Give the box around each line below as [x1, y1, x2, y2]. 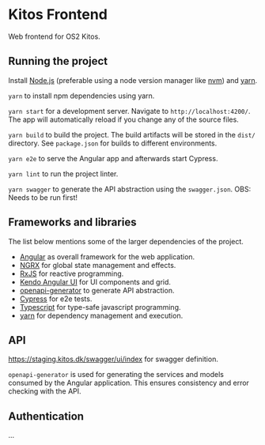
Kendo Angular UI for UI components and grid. [19, 277, 172, 286]
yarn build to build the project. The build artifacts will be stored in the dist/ [8, 130, 256, 139]
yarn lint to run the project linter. [8, 168, 119, 179]
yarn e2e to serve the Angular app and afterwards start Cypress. [8, 153, 218, 163]
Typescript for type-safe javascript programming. [19, 302, 181, 311]
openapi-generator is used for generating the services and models [8, 370, 224, 379]
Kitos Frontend [8, 6, 108, 24]
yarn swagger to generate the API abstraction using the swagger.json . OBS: [8, 184, 252, 194]
